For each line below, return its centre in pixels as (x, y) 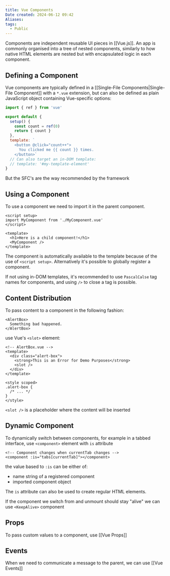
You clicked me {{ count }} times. (56, 150)
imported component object (42, 482)
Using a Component (37, 194)
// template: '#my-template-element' (50, 164)
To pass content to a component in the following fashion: (65, 310)
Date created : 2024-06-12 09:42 (39, 15)
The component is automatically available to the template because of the (81, 256)
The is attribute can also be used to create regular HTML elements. (76, 491)
